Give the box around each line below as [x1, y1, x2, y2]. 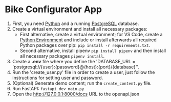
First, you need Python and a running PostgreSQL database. [12, 20, 139, 27]
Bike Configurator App [5, 4, 102, 15]
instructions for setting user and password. [12, 74, 103, 81]
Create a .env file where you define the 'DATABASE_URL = [12, 58, 136, 64]
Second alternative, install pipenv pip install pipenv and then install [19, 47, 166, 54]
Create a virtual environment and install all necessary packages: [12, 25, 148, 32]
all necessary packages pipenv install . [19, 53, 105, 59]
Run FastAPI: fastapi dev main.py [12, 85, 84, 91]
